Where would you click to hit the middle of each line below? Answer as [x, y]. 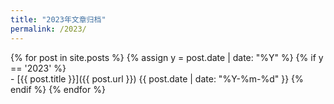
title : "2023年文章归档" [58, 19]
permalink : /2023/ [48, 29]
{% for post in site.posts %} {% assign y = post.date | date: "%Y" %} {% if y [167, 57]
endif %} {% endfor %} [58, 89]
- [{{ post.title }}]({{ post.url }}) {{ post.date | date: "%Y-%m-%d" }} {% [157, 78]
